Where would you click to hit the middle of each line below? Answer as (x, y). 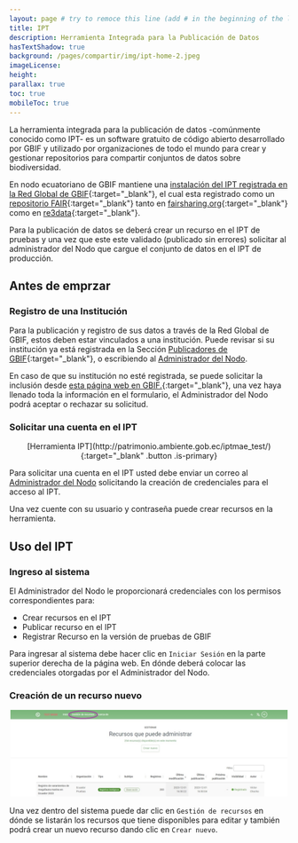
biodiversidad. (35, 167)
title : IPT (29, 28)
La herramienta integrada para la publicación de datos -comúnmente (135, 130)
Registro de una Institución (68, 311)
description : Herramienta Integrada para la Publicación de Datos (134, 37)
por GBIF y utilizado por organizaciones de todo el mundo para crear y (138, 148)
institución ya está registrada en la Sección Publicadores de (118, 350)
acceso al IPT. (35, 492)
